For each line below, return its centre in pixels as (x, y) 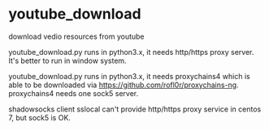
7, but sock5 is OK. (40, 117)
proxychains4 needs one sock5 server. (74, 93)
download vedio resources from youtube (76, 36)
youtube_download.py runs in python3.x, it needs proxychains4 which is (129, 76)
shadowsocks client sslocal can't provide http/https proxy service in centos (135, 109)
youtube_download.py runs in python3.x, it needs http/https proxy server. (131, 52)
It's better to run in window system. (68, 61)
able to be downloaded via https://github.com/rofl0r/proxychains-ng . (124, 85)
